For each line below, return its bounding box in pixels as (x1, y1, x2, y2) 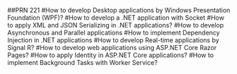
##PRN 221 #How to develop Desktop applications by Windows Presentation (7, 6, 231, 14)
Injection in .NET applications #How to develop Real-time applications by (7, 36, 219, 44)
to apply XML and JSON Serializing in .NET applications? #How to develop (7, 21, 224, 29)
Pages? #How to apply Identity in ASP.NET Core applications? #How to (7, 51, 214, 59)
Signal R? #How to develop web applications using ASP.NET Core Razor (7, 44, 217, 51)
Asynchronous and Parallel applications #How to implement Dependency (7, 28, 221, 37)
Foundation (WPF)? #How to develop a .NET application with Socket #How (7, 13, 225, 22)
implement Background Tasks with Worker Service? (7, 58, 158, 66)
